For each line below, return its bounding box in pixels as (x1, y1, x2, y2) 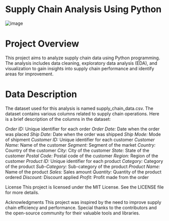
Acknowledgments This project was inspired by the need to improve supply (5, 199, 162, 205)
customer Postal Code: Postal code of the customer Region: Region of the (5, 153, 158, 159)
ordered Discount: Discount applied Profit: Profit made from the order (5, 174, 149, 180)
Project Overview (5, 38, 79, 50)
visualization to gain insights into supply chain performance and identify (5, 65, 154, 71)
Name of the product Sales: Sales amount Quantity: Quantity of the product (5, 168, 162, 175)
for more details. (5, 189, 39, 195)
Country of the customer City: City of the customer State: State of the (5, 147, 149, 153)
